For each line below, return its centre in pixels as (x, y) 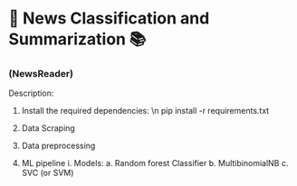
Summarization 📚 (77, 39)
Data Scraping (48, 128)
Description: (31, 93)
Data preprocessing (58, 146)
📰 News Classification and (109, 19)
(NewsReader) (41, 74)
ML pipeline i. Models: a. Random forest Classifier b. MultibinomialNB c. (155, 163)
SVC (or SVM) (48, 173)
